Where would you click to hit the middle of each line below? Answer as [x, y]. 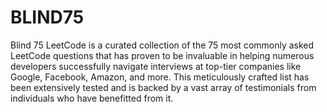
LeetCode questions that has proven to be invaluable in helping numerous [162, 55]
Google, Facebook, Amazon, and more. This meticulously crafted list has [160, 77]
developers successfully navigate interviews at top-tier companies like [156, 66]
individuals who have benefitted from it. [92, 98]
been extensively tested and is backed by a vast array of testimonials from [163, 87]
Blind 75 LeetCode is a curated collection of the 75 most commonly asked [162, 45]
